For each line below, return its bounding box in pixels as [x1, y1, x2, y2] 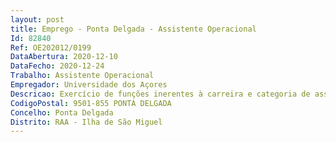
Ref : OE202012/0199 [10, 42, 92, 53]
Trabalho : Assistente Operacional [10, 71, 155, 81]
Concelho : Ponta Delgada [10, 107, 114, 118]
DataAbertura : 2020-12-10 [10, 52, 118, 62]
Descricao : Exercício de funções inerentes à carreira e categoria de [10, 89, 311, 99]
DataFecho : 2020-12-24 [10, 61, 105, 71]
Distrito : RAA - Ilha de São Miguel [10, 117, 163, 127]
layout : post [10, 14, 65, 25]
